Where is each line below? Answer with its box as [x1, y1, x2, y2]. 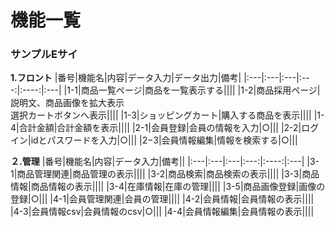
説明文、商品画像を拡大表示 [10, 97, 125, 109]
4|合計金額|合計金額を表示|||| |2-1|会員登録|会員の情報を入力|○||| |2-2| [10, 122, 302, 134]
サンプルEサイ [10, 47, 78, 61]
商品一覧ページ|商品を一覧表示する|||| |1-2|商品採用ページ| [80, 84, 321, 96]
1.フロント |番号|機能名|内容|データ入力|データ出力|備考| [10, 72, 242, 84]
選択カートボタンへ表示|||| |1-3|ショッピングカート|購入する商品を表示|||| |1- [10, 109, 325, 121]
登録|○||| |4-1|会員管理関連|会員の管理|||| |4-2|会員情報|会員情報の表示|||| [10, 193, 315, 205]
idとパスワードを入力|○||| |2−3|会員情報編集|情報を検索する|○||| [30, 134, 298, 146]
